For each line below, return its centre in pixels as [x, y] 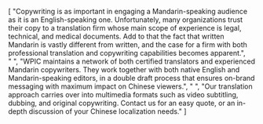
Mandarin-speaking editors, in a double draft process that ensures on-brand [131, 78]
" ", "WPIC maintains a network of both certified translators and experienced [132, 61]
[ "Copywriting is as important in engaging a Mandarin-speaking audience [128, 11]
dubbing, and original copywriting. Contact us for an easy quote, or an [122, 103]
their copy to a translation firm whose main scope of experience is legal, [125, 28]
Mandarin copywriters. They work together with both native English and [124, 69]
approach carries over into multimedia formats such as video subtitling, [123, 95]
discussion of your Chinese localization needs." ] [108, 111]
